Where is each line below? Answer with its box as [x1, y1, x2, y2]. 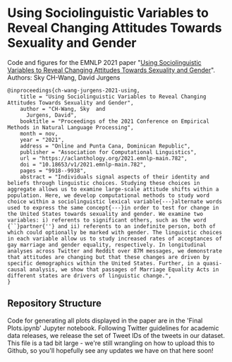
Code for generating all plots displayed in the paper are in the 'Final [7, 316, 203, 325]
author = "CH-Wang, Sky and [20, 105, 106, 112]
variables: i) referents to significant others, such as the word [7, 217, 207, 224]
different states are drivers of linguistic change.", [7, 272, 172, 279]
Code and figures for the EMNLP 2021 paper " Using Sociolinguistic [7, 58, 202, 66]
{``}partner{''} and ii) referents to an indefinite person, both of [7, 222, 216, 230]
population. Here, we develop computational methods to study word [7, 192, 210, 199]
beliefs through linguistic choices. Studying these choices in [7, 179, 200, 186]
